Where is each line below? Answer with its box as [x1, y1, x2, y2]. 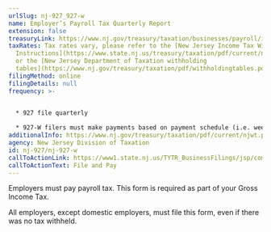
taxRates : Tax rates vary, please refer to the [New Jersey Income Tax [8, 42, 254, 50]
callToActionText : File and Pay [8, 161, 117, 170]
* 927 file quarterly [15, 109, 89, 117]
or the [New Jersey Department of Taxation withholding [15, 57, 207, 65]
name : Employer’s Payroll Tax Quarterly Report [8, 19, 172, 27]
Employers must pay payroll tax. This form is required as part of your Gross [8, 183, 258, 193]
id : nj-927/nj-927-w [8, 146, 78, 154]
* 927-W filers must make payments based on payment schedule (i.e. [15, 124, 251, 132]
